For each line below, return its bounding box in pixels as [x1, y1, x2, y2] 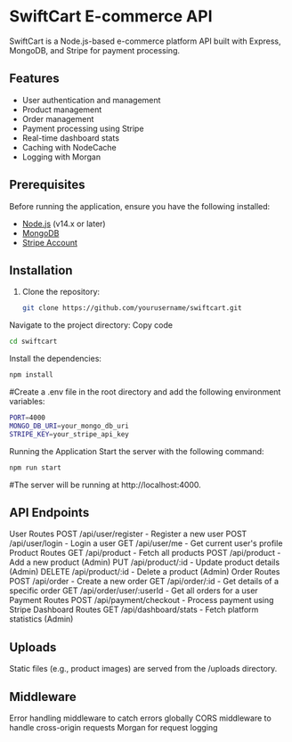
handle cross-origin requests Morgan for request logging [9, 722, 218, 732]
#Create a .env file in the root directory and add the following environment [9, 387, 281, 397]
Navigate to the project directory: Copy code [9, 320, 174, 330]
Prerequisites [9, 177, 85, 192]
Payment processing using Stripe [21, 123, 144, 134]
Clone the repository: [21, 287, 101, 298]
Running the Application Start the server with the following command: [9, 445, 264, 456]
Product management [21, 104, 102, 115]
